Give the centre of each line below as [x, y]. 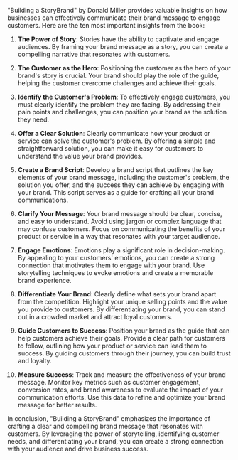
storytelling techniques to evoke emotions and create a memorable [115, 273]
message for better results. [57, 405]
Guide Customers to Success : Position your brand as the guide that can [124, 331]
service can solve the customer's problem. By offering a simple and [117, 141]
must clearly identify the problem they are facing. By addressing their [119, 105]
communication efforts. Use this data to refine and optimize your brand [121, 397]
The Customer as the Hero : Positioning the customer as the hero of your [124, 68]
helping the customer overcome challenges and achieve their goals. [117, 83]
